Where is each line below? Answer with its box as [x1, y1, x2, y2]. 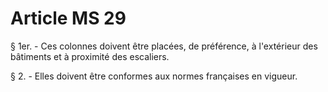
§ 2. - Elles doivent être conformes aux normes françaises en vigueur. [10, 70, 298, 82]
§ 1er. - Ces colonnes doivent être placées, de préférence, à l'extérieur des [10, 40, 318, 52]
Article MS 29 [10, 7, 127, 30]
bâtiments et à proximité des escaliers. [10, 50, 170, 62]
